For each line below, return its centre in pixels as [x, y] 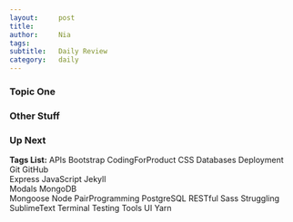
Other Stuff [35, 116]
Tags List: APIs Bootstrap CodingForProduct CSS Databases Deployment [146, 160]
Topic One [33, 92]
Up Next [28, 140]
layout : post [42, 18]
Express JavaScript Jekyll [58, 179]
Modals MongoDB [43, 189]
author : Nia [40, 34]
